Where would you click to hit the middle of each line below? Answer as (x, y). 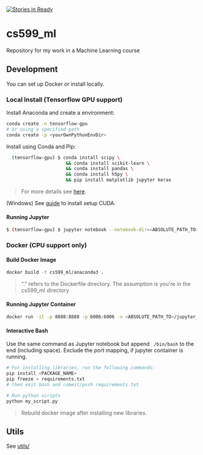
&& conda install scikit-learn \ (108, 163)
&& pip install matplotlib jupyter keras (118, 180)
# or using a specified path (43, 129)
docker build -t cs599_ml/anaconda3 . (55, 272)
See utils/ (18, 446)
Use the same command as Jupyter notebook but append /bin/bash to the (100, 344)
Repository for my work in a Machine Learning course (73, 50)
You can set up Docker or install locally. (55, 84)
